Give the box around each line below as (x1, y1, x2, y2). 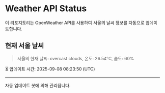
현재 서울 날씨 (5, 42, 44, 50)
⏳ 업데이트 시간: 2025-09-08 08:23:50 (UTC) (5, 66, 95, 71)
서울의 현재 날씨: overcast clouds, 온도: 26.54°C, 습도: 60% (17, 55, 134, 61)
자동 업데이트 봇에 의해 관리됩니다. (5, 82, 71, 88)
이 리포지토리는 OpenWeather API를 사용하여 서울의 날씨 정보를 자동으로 (5, 20, 145, 25)
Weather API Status (5, 3, 87, 14)
